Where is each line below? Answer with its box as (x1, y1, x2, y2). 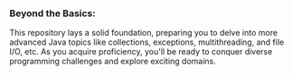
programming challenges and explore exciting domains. (9, 56, 216, 67)
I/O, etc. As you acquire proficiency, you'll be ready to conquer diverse (9, 46, 273, 57)
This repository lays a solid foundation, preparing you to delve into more (9, 28, 279, 38)
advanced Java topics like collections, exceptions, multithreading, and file (9, 37, 285, 47)
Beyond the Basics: (9, 7, 97, 20)
